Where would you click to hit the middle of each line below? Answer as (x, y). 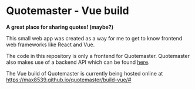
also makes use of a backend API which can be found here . (78, 62)
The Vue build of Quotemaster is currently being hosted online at (85, 73)
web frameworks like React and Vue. (51, 44)
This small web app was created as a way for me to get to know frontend (94, 38)
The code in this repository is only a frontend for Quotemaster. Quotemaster (98, 56)
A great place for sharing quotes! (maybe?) (60, 27)
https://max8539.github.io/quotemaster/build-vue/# (69, 80)
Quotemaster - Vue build (68, 11)
